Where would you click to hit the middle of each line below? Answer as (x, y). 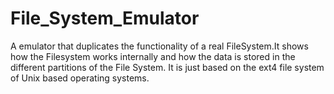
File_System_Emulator (105, 18)
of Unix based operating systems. (80, 78)
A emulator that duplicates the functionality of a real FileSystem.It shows (159, 46)
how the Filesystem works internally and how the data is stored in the (153, 56)
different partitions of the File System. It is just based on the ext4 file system (167, 67)
